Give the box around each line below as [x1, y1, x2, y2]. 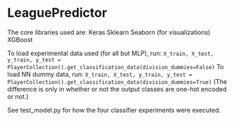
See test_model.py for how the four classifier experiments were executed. [7, 106, 221, 114]
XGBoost [7, 35, 33, 43]
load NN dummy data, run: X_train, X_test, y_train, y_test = [7, 70, 193, 78]
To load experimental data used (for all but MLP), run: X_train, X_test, [7, 49, 214, 57]
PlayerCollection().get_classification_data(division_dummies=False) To [7, 62, 224, 71]
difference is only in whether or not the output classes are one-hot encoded [7, 85, 227, 93]
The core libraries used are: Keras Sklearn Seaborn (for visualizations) [7, 28, 211, 36]
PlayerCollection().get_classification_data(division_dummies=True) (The [7, 77, 227, 85]
